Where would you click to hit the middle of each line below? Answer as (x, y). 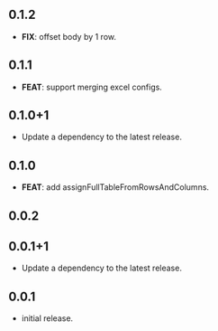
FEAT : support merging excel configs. (92, 87)
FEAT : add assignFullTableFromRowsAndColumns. (115, 187)
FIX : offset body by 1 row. (69, 36)
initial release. (47, 318)
